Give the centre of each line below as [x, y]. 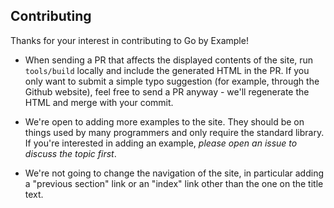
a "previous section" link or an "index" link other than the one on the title [174, 183]
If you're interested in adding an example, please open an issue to [161, 143]
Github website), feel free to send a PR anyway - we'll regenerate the [167, 91]
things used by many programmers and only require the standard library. [174, 132]
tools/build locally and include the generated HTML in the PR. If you [167, 70]
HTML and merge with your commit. [99, 102]
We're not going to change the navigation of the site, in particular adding [174, 173]
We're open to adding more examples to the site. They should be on [164, 121]
